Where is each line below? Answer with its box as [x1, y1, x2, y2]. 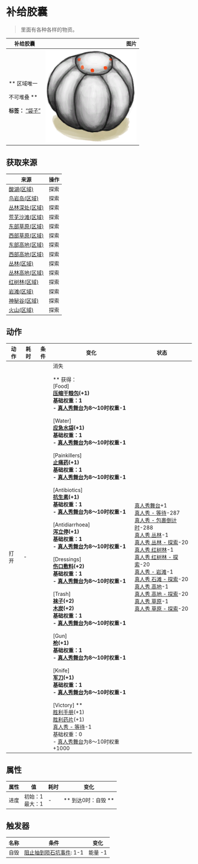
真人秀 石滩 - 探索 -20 [134, 575, 189, 582]
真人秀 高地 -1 [134, 583, 169, 590]
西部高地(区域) [8, 250, 44, 258]
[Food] [52, 382, 70, 390]
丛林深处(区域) [8, 204, 44, 211]
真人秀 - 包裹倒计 [134, 516, 177, 523]
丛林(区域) [8, 260, 34, 267]
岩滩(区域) [8, 288, 34, 295]
